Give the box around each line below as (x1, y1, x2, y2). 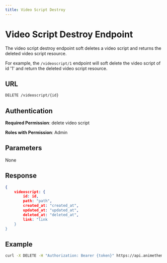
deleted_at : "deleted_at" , (23, 212, 79, 217)
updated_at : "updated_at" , (23, 208, 79, 213)
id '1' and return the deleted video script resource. (5, 65, 108, 71)
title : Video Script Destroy (5, 7, 66, 12)
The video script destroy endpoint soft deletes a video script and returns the (5, 45, 162, 51)
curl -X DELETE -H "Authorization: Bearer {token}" (5, 253, 114, 259)
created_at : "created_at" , (23, 203, 79, 208)
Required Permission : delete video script (5, 120, 90, 126)
